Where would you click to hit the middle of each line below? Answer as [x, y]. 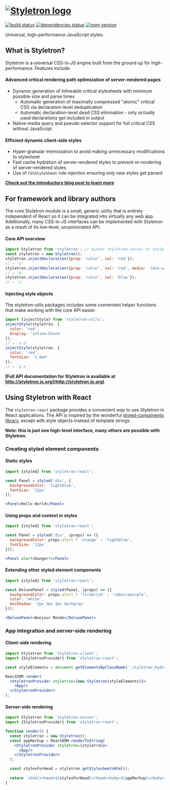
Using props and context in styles [41, 515]
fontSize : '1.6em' [29, 357]
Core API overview [25, 238]
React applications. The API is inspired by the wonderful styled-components [85, 415]
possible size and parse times [44, 96]
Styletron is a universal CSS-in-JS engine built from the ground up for [78, 63]
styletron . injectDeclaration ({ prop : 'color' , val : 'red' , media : [76, 268]
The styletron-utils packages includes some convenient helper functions [81, 305]
